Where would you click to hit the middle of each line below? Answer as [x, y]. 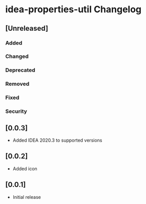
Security [16, 111]
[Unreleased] [27, 28]
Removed [17, 84]
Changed [17, 56]
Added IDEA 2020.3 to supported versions [57, 140]
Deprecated [20, 70]
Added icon [25, 168]
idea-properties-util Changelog [74, 9]
